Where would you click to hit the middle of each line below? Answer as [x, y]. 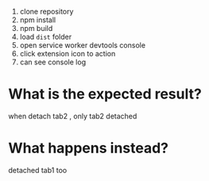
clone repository [46, 12]
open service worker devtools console [82, 45]
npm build [36, 28]
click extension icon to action [68, 54]
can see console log [52, 62]
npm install [38, 20]
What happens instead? [89, 148]
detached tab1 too [38, 170]
